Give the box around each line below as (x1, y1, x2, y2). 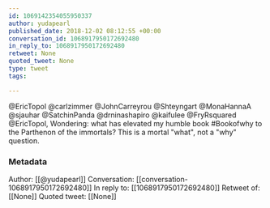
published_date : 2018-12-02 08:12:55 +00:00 (8, 27, 161, 35)
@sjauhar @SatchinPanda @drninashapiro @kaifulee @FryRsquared (8, 110, 237, 120)
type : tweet (8, 65, 49, 73)
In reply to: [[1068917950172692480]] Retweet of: (93, 183, 261, 193)
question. (8, 135, 41, 146)
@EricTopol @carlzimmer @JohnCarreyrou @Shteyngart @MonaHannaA (8, 101, 251, 111)
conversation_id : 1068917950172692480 (8, 34, 139, 43)
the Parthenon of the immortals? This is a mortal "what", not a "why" (8, 127, 237, 137)
